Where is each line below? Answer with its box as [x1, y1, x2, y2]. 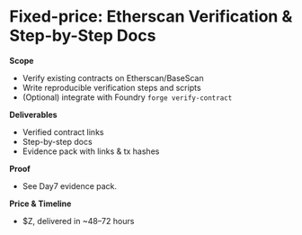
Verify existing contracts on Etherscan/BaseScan [22, 72, 204, 83]
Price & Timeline [9, 198, 72, 209]
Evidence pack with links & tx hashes [22, 146, 160, 157]
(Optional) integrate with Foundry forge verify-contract [22, 92, 233, 103]
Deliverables [9, 109, 58, 120]
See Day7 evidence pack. [22, 180, 118, 191]
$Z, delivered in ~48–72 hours [22, 215, 135, 226]
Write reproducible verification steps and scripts [22, 82, 201, 93]
